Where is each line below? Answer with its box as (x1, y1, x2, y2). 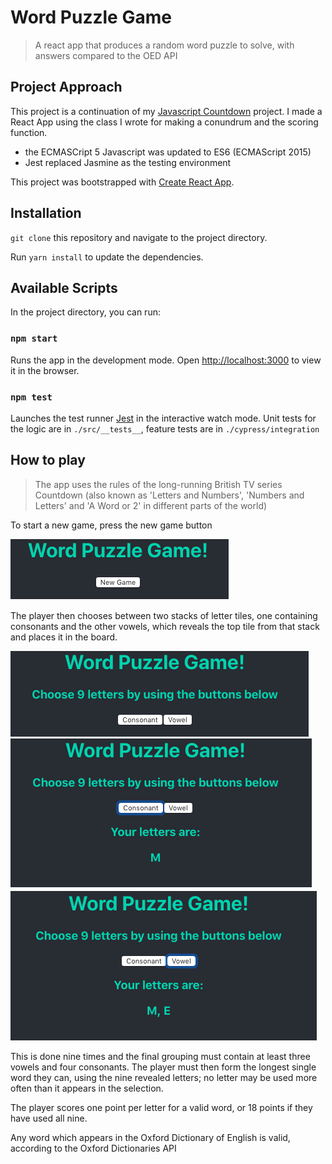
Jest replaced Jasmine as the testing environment (24, 156, 232, 168)
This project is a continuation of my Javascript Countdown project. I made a (10, 105, 323, 117)
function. (10, 126, 48, 138)
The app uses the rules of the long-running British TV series (34, 478, 283, 490)
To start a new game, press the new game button (10, 519, 213, 531)
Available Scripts (10, 279, 118, 296)
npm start (10, 333, 58, 345)
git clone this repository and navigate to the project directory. (10, 231, 268, 243)
